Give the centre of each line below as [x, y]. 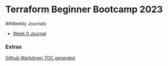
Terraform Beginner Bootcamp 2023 [84, 9]
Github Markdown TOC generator [40, 58]
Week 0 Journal [29, 33]
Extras [14, 47]
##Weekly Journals [26, 24]
